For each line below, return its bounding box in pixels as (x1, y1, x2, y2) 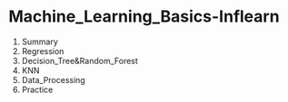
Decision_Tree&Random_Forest (21, 55, 138, 66)
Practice (21, 84, 54, 95)
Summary (21, 36, 58, 47)
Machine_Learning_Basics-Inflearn (8, 6, 280, 27)
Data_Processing (21, 74, 85, 85)
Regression (21, 45, 65, 56)
